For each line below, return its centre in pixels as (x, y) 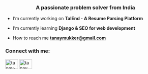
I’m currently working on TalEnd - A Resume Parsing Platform (78, 19)
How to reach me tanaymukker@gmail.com (59, 38)
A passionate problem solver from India (85, 8)
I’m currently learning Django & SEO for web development (74, 28)
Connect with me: (28, 51)
